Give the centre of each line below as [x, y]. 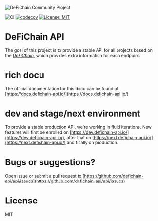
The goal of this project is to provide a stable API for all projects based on [79, 50]
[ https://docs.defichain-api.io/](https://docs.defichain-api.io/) [67, 94]
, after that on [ [79, 137]
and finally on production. [92, 142]
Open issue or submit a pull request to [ [45, 176]
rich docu [25, 75]
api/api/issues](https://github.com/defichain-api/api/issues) [65, 181]
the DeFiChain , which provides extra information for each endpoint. [73, 55]
